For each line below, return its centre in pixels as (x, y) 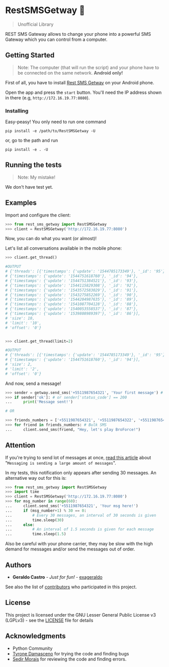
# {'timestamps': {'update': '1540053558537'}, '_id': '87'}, (72, 309)
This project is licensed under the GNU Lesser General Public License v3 (80, 615)
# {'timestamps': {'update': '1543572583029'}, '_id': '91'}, (72, 290)
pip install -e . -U (27, 150)
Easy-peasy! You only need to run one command (56, 122)
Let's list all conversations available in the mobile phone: (64, 248)
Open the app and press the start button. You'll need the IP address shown (83, 92)
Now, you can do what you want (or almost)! (51, 239)
